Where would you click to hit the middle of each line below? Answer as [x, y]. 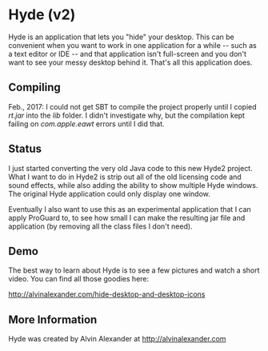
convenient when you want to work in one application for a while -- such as [133, 45]
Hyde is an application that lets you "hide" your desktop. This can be [121, 37]
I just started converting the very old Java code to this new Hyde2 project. [131, 168]
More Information [53, 319]
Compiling [35, 88]
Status [25, 149]
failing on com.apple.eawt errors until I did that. [87, 124]
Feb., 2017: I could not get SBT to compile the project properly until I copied [133, 106]
